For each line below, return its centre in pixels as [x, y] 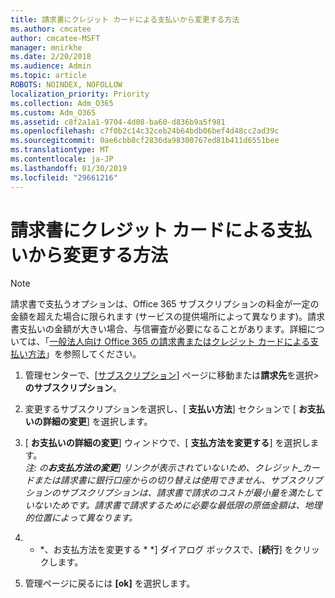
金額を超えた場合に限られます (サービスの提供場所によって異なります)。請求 [168, 317]
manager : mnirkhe [46, 47]
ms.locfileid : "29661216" [64, 177]
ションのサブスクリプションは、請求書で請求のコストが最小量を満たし [169, 493]
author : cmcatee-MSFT [55, 38]
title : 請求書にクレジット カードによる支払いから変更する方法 [125, 19]
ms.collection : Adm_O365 [62, 103]
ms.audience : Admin [51, 66]
